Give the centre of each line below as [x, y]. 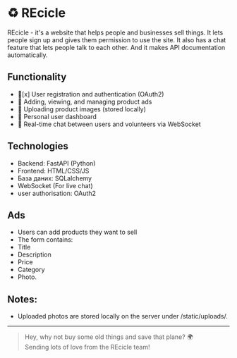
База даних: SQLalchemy [55, 178]
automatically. [28, 55]
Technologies [38, 146]
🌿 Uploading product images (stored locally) [82, 109]
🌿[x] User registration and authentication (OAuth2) [91, 94]
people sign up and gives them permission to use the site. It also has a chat [117, 39]
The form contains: [45, 240]
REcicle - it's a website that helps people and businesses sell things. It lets [115, 32]
